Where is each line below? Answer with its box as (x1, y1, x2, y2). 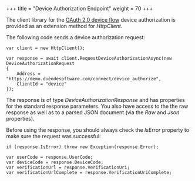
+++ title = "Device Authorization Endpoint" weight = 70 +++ (6, 5, 153, 12)
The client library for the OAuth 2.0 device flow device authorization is (6, 16, 176, 23)
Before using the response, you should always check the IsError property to (6, 127, 190, 134)
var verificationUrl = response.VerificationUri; (6, 165, 130, 170)
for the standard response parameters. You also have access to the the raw (6, 103, 189, 110)
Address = (16, 71, 41, 77)
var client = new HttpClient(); (6, 45, 85, 51)
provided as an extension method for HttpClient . (6, 23, 123, 29)
